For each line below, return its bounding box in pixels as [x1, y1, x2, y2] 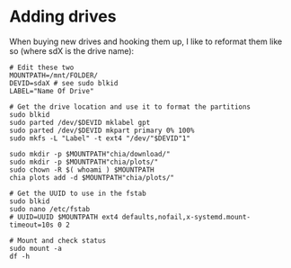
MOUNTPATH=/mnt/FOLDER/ [9, 70, 99, 80]
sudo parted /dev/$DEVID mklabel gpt [9, 118, 151, 127]
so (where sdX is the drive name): [9, 45, 135, 56]
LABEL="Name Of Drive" [9, 86, 94, 95]
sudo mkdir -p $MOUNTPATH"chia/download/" [9, 149, 171, 158]
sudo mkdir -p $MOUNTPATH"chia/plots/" [9, 157, 159, 166]
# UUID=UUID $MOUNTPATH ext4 [9, 212, 119, 221]
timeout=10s [9, 220, 54, 229]
